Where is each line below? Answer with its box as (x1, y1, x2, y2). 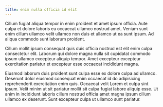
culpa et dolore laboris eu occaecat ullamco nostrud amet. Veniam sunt (5, 25, 148, 32)
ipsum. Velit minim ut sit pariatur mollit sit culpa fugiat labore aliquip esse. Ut (5, 86, 158, 91)
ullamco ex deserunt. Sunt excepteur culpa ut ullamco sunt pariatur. (5, 96, 141, 102)
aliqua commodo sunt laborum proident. (5, 36, 85, 42)
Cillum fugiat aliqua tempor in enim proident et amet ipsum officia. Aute (5, 20, 148, 26)
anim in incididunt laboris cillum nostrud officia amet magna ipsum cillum (5, 91, 151, 97)
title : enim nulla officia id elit (5, 7, 77, 12)
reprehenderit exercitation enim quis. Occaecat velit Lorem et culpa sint (5, 81, 148, 87)
